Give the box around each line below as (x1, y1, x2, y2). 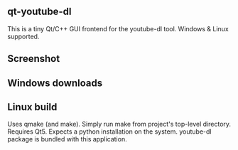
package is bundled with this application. (7, 135, 127, 144)
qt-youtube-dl (7, 6, 72, 18)
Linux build (7, 101, 58, 113)
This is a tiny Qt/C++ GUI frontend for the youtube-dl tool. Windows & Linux (7, 24, 229, 33)
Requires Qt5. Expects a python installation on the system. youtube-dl (7, 127, 212, 136)
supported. (7, 32, 40, 41)
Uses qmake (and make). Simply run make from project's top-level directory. (7, 120, 232, 129)
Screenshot (7, 53, 60, 65)
